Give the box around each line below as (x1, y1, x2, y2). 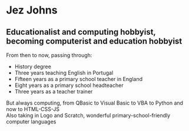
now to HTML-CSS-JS (6, 106, 60, 112)
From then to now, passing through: (6, 52, 92, 59)
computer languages (6, 118, 57, 125)
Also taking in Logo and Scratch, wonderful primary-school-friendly (6, 112, 171, 119)
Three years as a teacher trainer (14, 88, 93, 95)
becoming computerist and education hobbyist (6, 36, 183, 46)
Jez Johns (6, 4, 58, 17)
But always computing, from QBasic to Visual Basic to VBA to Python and (6, 99, 184, 106)
